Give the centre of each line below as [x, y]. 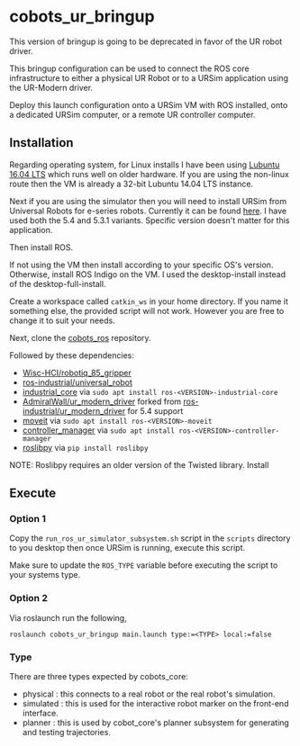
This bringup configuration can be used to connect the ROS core [129, 68]
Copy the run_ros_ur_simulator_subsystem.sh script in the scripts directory [150, 538]
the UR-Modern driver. [51, 87]
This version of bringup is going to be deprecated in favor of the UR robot [146, 41]
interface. [40, 714]
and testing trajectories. [66, 733]
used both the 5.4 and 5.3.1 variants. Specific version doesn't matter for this [150, 220]
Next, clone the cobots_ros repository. [80, 337]
